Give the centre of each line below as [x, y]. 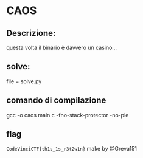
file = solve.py [24, 81]
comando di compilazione [56, 101]
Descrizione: [31, 33]
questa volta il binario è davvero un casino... [62, 47]
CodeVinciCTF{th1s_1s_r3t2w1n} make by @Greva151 [71, 149]
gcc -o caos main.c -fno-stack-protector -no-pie [68, 115]
